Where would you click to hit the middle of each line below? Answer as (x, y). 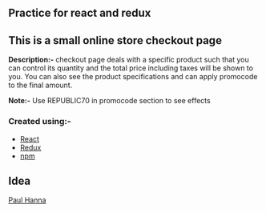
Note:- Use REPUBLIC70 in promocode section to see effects (109, 101)
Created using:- (40, 122)
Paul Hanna (27, 200)
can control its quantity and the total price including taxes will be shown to (131, 68)
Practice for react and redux (80, 13)
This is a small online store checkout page (115, 40)
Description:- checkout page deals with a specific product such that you (129, 60)
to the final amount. (40, 85)
